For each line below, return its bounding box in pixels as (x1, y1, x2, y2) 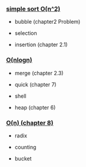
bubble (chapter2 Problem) (14, 18, 81, 25)
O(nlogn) (6, 56, 32, 64)
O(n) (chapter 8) (6, 118, 54, 127)
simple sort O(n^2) (6, 5, 61, 13)
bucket (14, 155, 32, 162)
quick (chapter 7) (14, 81, 57, 88)
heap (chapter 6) (14, 104, 56, 111)
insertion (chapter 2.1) (14, 41, 68, 49)
